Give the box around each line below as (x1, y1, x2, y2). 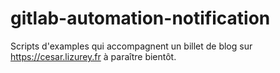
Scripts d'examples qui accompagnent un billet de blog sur (10, 40, 253, 52)
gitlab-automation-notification (10, 7, 271, 30)
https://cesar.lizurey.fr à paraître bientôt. (10, 50, 177, 62)
